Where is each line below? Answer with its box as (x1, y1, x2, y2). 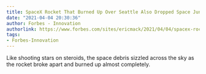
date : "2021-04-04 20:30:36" (6, 15, 81, 21)
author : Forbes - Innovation (6, 20, 81, 26)
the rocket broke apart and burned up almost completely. (6, 61, 151, 68)
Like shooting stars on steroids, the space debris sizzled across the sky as (6, 54, 194, 61)
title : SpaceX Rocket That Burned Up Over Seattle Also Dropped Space (6, 9, 191, 15)
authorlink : (6, 26, 37, 32)
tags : (6, 32, 20, 38)
